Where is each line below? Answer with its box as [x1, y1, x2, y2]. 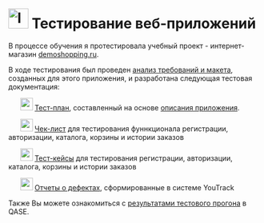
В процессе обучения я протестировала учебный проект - [8, 41, 209, 50]
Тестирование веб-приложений [31, 14, 256, 33]
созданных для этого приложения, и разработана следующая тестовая [8, 73, 253, 83]
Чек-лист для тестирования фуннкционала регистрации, [34, 124, 229, 133]
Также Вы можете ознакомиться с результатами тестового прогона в [8, 198, 246, 208]
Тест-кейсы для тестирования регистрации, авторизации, [34, 153, 234, 163]
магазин [8, 49, 38, 59]
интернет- [210, 41, 246, 50]
